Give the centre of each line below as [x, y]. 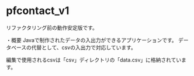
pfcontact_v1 [38, 11]
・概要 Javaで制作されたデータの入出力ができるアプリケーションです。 [91, 40]
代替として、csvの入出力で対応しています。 [84, 47]
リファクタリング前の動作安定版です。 [52, 27]
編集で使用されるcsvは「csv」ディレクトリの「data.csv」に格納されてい [94, 60]
